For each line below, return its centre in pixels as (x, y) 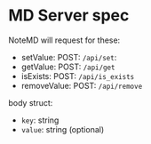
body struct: (31, 102)
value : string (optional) (63, 129)
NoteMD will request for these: (64, 40)
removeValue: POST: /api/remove (82, 85)
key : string (40, 120)
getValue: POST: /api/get (68, 67)
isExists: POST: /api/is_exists (78, 76)
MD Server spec (69, 16)
